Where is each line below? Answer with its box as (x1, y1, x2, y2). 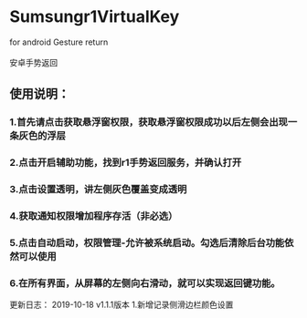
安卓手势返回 (9, 56, 58, 67)
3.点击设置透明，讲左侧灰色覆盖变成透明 (9, 183, 187, 196)
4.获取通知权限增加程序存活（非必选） (9, 210, 178, 222)
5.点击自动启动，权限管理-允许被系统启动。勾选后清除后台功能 (9, 236, 285, 249)
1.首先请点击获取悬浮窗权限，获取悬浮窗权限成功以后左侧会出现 (9, 116, 288, 128)
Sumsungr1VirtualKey (9, 6, 180, 27)
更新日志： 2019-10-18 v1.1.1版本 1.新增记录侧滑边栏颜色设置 (9, 299, 234, 311)
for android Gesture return (9, 36, 109, 47)
